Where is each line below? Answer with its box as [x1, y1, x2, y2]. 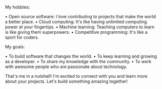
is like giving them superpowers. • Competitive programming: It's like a [5, 29, 148, 35]
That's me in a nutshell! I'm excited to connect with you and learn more [5, 73, 148, 79]
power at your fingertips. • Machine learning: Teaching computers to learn [5, 24, 155, 30]
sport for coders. [5, 34, 39, 40]
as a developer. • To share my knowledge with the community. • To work [5, 59, 152, 64]
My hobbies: [5, 4, 30, 10]
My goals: [5, 44, 25, 49]
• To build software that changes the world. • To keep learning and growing [5, 53, 157, 59]
